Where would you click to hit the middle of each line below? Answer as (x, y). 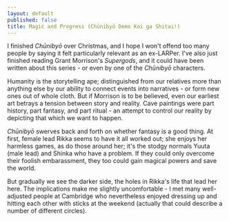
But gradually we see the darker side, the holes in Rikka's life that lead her (112, 182)
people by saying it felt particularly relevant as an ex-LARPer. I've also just (112, 53)
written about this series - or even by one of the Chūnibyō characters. (106, 68)
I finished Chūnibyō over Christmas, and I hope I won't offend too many (108, 46)
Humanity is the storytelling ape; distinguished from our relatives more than (114, 81)
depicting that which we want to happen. (65, 118)
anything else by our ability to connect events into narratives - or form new (113, 89)
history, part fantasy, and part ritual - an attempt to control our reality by (109, 110)
